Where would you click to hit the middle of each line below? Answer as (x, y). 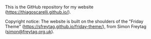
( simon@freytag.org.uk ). (30, 32)
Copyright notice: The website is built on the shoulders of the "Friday (74, 21)
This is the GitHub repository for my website (49, 7)
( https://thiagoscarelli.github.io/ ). (38, 12)
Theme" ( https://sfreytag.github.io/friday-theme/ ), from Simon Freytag (76, 26)
